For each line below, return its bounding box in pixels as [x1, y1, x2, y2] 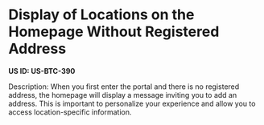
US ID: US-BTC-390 [8, 66, 76, 75]
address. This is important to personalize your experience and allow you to [8, 99, 256, 108]
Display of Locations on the [8, 6, 195, 24]
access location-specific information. [8, 107, 132, 117]
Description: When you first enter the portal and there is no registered [8, 82, 240, 91]
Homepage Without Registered [8, 22, 220, 41]
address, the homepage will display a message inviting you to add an [8, 90, 237, 99]
